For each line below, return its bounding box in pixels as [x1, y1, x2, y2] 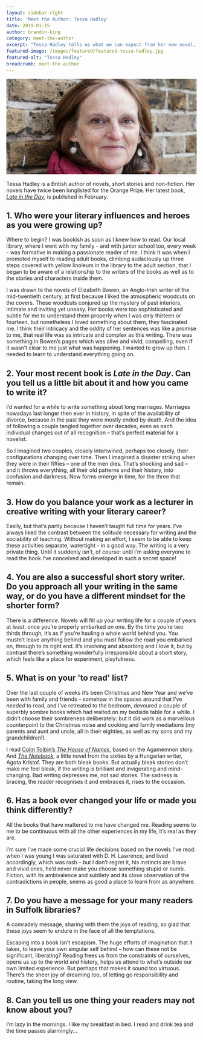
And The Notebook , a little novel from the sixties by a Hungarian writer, [6, 752, 183, 760]
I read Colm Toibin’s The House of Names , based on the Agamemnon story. [6, 746, 195, 753]
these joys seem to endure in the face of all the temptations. [6, 927, 156, 935]
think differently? [6, 805, 73, 815]
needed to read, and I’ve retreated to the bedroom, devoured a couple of [6, 701, 187, 709]
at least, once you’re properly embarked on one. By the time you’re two [6, 623, 184, 630]
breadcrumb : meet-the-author [6, 61, 80, 67]
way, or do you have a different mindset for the [6, 591, 186, 601]
